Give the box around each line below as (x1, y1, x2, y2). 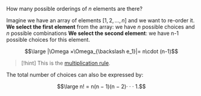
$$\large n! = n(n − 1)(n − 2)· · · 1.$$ (57, 83, 146, 90)
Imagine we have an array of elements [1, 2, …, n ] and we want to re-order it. (6, 17, 195, 24)
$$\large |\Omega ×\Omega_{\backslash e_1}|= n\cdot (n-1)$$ (24, 48, 179, 55)
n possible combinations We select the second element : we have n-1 (6, 30, 179, 37)
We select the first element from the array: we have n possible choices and (6, 24, 195, 30)
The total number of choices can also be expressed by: (6, 71, 144, 78)
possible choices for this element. (6, 36, 91, 43)
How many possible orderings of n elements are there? (6, 5, 143, 12)
